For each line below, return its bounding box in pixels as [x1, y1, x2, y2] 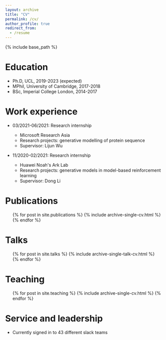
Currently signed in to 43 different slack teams [12, 329, 108, 335]
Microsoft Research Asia [19, 132, 71, 138]
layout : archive [5, 7, 39, 12]
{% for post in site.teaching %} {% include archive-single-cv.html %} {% [12, 290, 162, 296]
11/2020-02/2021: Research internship [12, 152, 91, 158]
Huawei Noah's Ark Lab [19, 162, 69, 168]
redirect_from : [5, 26, 37, 31]
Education [5, 62, 48, 73]
